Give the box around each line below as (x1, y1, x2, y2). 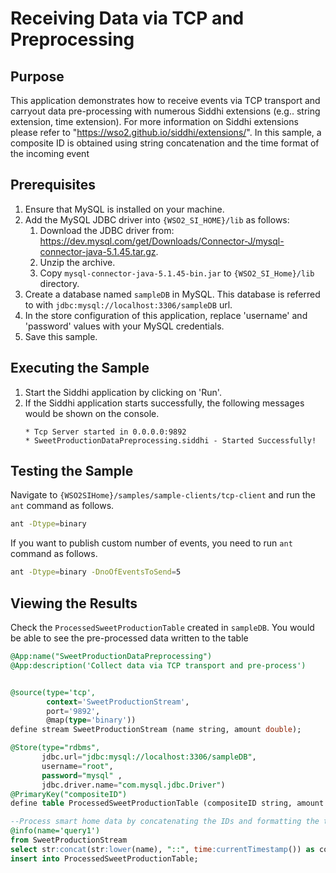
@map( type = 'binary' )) (46, 715, 137, 726)
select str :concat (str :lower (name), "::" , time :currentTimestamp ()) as (10, 844, 315, 854)
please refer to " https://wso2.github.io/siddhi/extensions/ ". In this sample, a (10, 127, 322, 138)
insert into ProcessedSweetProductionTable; (10, 853, 199, 864)
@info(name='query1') (10, 826, 101, 836)
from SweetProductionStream (10, 835, 128, 845)
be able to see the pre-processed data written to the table (10, 632, 249, 644)
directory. (39, 277, 80, 289)
